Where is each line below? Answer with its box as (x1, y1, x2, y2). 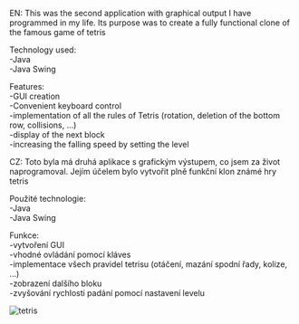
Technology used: (9, 44, 77, 55)
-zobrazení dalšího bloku (9, 278, 102, 289)
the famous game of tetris (9, 27, 106, 37)
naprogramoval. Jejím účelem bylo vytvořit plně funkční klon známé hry (9, 167, 277, 176)
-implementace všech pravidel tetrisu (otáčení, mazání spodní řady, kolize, (9, 259, 288, 270)
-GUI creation (9, 91, 61, 101)
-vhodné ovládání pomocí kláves (9, 249, 131, 260)
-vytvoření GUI (9, 240, 65, 250)
